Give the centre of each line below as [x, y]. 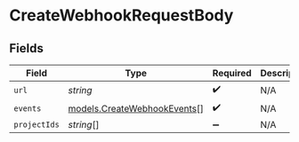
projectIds [36, 125]
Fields [27, 48]
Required [232, 73]
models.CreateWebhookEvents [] [136, 108]
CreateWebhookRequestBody [121, 16]
